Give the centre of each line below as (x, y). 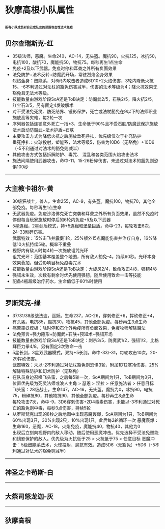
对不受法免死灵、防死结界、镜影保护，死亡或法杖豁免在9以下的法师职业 (84, 112)
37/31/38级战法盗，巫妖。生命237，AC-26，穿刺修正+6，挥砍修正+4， (84, 316)
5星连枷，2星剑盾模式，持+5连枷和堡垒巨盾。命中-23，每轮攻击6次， (83, 226)
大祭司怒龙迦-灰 (29, 497)
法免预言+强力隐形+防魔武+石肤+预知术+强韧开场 (62, 334)
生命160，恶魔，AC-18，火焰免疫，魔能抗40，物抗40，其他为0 (76, 427)
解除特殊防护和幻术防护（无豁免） (47, 371)
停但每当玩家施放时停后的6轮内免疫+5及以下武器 (62, 220)
